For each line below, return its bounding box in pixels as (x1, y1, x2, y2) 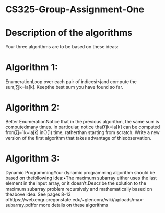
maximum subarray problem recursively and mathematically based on (5, 185, 152, 192)
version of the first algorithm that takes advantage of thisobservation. (5, 135, 152, 141)
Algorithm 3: (5, 153, 60, 164)
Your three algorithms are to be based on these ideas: (5, 44, 119, 50)
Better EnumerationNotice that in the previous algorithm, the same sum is (5, 119, 159, 124)
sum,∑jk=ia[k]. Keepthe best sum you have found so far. (5, 84, 124, 90)
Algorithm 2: (5, 102, 60, 113)
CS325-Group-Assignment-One (5, 4, 145, 15)
